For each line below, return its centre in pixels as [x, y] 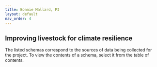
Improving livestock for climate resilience [69, 38]
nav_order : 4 [18, 18]
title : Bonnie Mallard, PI [32, 9]
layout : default [21, 14]
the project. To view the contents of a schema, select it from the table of [77, 55]
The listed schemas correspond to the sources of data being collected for [78, 50]
